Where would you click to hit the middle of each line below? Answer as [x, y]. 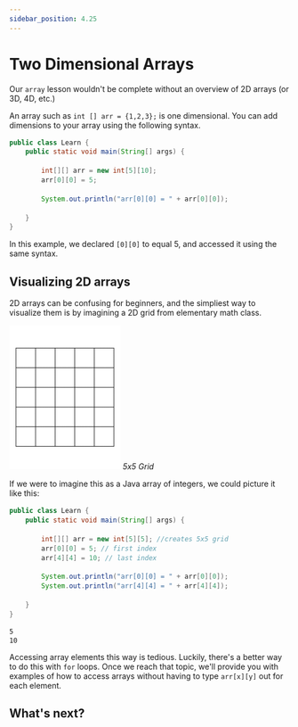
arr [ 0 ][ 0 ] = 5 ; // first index [99, 549]
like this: [24, 493]
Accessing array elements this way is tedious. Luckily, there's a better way [146, 657]
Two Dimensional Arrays [101, 64]
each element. [36, 685]
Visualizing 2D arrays [70, 281]
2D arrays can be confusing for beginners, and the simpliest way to [133, 303]
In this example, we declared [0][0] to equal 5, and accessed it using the [143, 244]
